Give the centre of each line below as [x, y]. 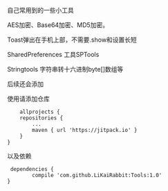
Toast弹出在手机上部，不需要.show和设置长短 [72, 40]
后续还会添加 [25, 84]
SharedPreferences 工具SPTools [53, 55]
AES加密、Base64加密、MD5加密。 [58, 25]
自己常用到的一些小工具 [40, 10]
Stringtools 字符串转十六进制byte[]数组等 [65, 69]
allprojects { [40, 112]
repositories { [41, 118]
